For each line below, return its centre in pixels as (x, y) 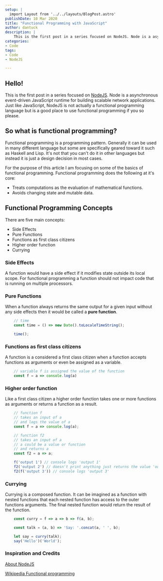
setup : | (14, 9)
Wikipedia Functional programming (40, 573)
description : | (20, 32)
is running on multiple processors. (39, 283)
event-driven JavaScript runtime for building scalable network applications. (80, 100)
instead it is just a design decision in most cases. (54, 158)
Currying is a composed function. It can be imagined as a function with (76, 494)
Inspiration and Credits (33, 553)
